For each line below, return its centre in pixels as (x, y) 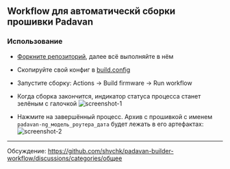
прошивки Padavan (50, 22)
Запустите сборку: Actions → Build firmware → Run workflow (105, 83)
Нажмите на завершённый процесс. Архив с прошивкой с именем (115, 116)
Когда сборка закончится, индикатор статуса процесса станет (109, 96)
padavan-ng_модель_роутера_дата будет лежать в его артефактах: (110, 124)
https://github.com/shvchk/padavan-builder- (111, 151)
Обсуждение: (27, 151)
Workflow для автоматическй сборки (91, 11)
